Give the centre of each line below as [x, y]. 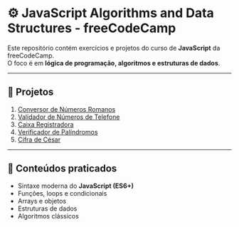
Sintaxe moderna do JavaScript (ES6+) [75, 186]
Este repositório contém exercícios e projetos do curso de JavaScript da [114, 48]
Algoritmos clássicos [48, 216]
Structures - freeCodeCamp [92, 28]
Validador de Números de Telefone [69, 117]
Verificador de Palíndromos [58, 132]
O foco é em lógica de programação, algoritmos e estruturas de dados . [114, 63]
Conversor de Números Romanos [67, 109]
